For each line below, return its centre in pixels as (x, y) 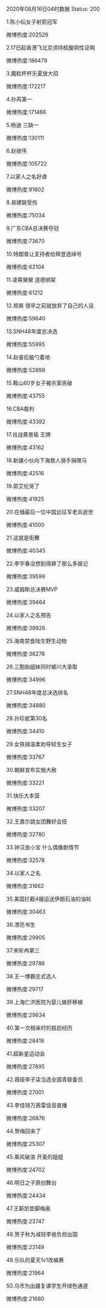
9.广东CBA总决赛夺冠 (33, 228)
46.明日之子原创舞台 (32, 1183)
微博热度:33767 (26, 757)
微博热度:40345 (26, 551)
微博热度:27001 (25, 1092)
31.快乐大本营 (23, 796)
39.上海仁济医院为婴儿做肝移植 (45, 1002)
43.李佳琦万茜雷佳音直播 (37, 1105)
